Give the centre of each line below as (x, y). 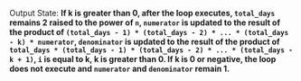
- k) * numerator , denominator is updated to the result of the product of (145, 41)
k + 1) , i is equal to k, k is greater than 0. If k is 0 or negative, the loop (143, 59)
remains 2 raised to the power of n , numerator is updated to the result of (145, 22)
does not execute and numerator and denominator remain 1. (120, 68)
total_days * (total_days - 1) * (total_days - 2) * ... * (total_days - (151, 50)
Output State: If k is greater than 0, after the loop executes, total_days (142, 13)
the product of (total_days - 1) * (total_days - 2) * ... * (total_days (149, 32)
